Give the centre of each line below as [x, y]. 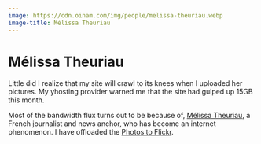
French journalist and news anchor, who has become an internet [112, 124]
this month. [26, 100]
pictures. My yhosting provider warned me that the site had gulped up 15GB [130, 92]
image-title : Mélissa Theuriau [59, 23]
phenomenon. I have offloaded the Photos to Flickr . [91, 132]
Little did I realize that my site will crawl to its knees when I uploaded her [125, 83]
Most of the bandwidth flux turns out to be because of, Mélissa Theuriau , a [129, 116]
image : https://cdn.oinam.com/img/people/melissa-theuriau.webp [116, 15]
